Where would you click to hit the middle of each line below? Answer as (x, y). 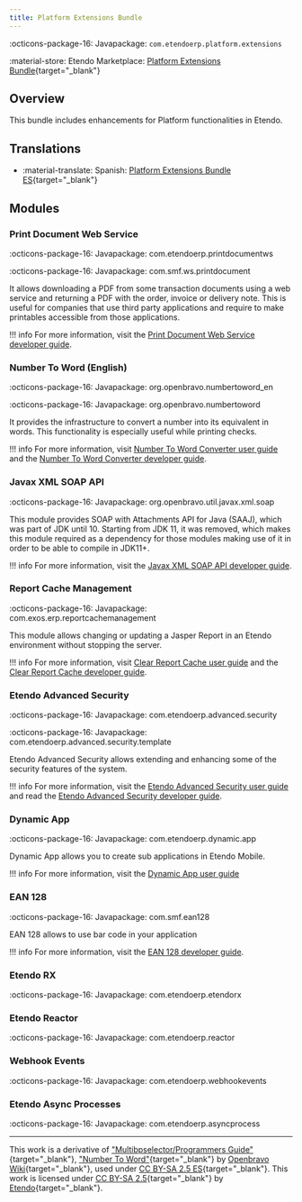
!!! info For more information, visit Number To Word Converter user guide (144, 449)
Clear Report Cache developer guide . (78, 671)
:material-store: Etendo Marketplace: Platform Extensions (115, 60)
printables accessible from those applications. (95, 317)
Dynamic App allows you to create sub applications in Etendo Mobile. (138, 856)
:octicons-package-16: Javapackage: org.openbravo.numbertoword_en (142, 387)
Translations (45, 148)
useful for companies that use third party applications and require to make (147, 307)
